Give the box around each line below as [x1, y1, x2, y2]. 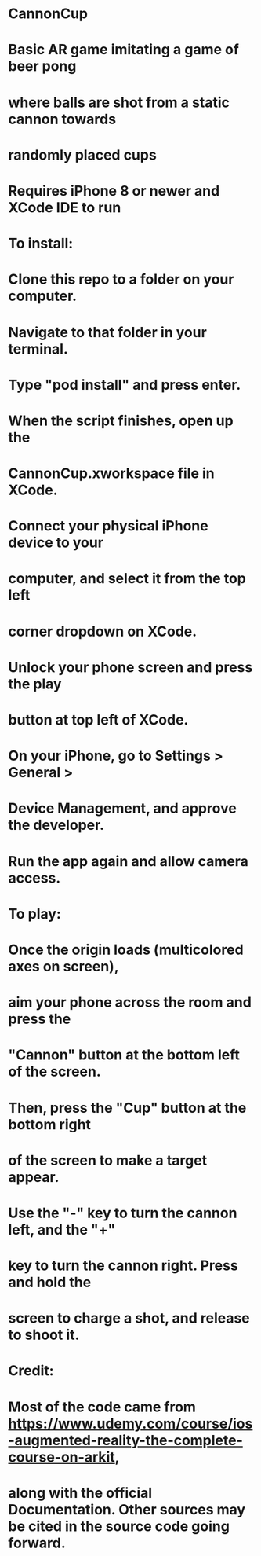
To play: [8, 905, 61, 923]
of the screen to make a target [8, 1151, 208, 1169]
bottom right [8, 1115, 92, 1133]
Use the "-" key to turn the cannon [8, 1204, 237, 1222]
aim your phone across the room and [8, 993, 252, 1011]
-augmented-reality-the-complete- [8, 1431, 243, 1449]
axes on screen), [8, 957, 119, 975]
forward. [8, 1534, 67, 1552]
